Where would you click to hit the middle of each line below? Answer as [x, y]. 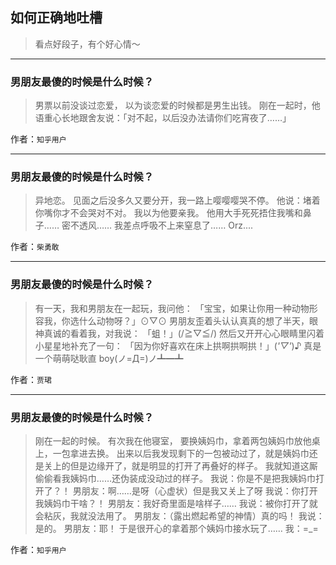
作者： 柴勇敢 [35, 247]
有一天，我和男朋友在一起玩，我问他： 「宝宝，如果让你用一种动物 [172, 308]
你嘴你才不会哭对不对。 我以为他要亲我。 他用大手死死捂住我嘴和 [168, 213]
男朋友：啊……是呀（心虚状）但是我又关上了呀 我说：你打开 [195, 491]
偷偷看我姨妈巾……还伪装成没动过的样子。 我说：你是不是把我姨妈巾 [175, 478]
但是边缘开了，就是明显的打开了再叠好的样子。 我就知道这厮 [193, 466]
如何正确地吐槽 [56, 18]
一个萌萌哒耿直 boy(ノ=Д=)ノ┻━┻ [109, 358]
